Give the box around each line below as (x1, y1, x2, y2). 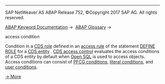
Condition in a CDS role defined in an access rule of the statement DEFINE (5, 43, 156, 49)
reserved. (5, 15, 25, 20)
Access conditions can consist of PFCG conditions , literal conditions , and (5, 59, 153, 64)
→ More (5, 74, 21, 79)
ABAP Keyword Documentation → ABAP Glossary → (5, 24, 111, 30)
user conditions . (5, 64, 38, 70)
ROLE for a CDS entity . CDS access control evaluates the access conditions (5, 49, 160, 54)
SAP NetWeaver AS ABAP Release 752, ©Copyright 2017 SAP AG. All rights (5, 9, 157, 15)
